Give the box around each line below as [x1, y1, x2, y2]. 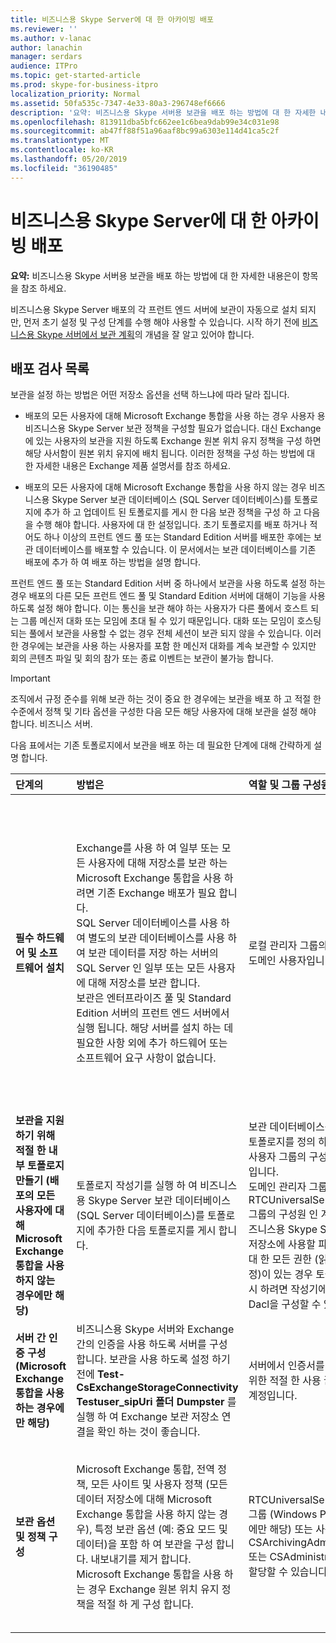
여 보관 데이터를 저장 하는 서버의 [76, 946, 219, 960]
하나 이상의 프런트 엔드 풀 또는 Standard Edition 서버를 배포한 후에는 [43, 531, 312, 543]
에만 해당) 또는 [248, 1522, 313, 1536]
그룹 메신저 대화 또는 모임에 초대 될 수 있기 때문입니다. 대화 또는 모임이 [20, 615, 295, 627]
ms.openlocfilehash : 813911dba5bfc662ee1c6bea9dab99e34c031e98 [10, 117, 280, 127]
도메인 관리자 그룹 [248, 1180, 328, 1194]
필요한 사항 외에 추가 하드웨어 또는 [76, 1036, 228, 1050]
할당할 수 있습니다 [248, 1565, 328, 1579]
